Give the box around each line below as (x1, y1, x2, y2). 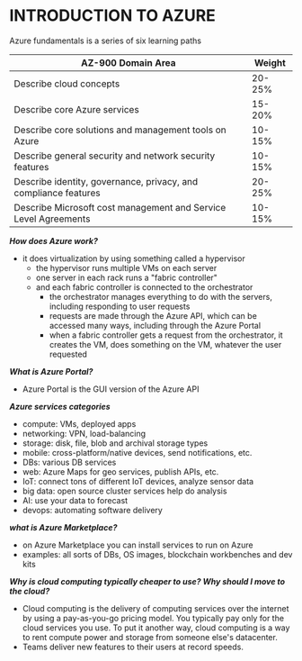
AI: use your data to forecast (22, 494, 129, 505)
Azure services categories (9, 401, 111, 412)
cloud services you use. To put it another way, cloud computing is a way (22, 622, 290, 633)
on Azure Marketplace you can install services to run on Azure (22, 539, 253, 550)
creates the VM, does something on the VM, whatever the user (49, 339, 282, 349)
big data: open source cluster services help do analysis (22, 485, 227, 496)
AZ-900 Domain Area (80, 56, 177, 68)
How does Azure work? (9, 235, 99, 246)
